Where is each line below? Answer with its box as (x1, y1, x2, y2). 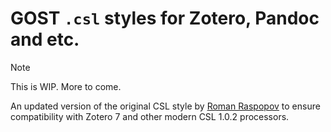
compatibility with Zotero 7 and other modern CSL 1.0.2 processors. (10, 110, 290, 122)
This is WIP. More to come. (10, 80, 122, 92)
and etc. (10, 28, 80, 51)
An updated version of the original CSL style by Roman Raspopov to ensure (10, 100, 321, 112)
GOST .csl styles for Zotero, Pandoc (10, 7, 320, 30)
